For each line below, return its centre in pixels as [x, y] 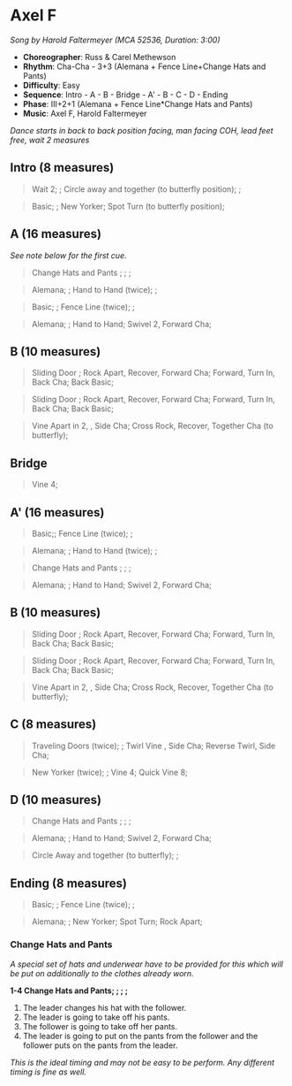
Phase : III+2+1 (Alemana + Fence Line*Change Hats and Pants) [138, 103]
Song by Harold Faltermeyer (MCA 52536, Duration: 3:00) [115, 40]
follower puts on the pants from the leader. [100, 1045]
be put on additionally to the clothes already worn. [102, 973]
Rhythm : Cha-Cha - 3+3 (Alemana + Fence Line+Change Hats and [144, 66]
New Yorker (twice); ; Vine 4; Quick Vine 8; [109, 772]
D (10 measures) [56, 800]
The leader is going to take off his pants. [96, 1017]
